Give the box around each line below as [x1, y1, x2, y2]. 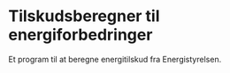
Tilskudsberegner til [8, 6, 160, 26]
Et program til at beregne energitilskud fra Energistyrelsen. [8, 54, 222, 64]
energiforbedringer [8, 25, 153, 45]
